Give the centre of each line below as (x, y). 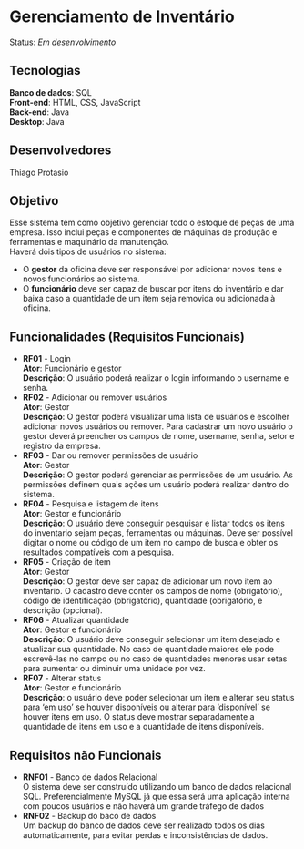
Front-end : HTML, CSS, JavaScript (75, 102)
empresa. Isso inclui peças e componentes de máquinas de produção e (143, 232)
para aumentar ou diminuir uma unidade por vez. (114, 669)
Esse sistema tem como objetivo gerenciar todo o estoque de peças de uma (152, 223)
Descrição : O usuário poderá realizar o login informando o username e (156, 378)
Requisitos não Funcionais (86, 755)
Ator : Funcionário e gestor (72, 368)
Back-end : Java (40, 112)
